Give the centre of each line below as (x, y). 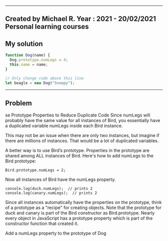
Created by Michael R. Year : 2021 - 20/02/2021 (81, 19)
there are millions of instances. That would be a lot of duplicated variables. (82, 141)
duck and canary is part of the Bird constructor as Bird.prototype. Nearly (80, 213)
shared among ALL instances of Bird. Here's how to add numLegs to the (79, 156)
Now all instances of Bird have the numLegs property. (60, 179)
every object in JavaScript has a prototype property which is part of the (79, 218)
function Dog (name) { (28, 55)
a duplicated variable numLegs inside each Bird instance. (64, 126)
